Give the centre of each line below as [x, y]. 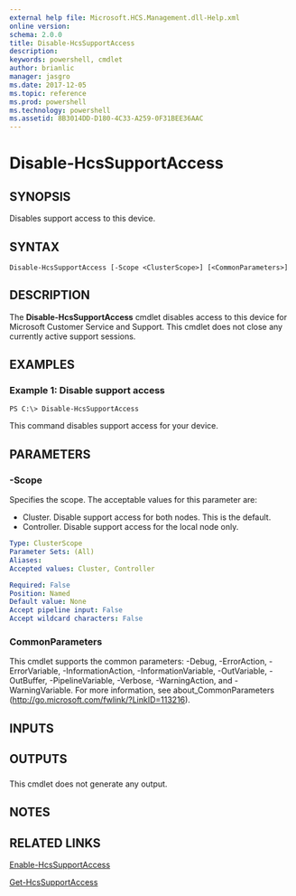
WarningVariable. [42, 690]
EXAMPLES [42, 365]
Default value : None [48, 602]
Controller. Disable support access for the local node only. [130, 527]
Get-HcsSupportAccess [54, 882]
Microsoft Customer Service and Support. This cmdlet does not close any [146, 326]
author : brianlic [42, 69]
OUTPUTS [38, 759]
